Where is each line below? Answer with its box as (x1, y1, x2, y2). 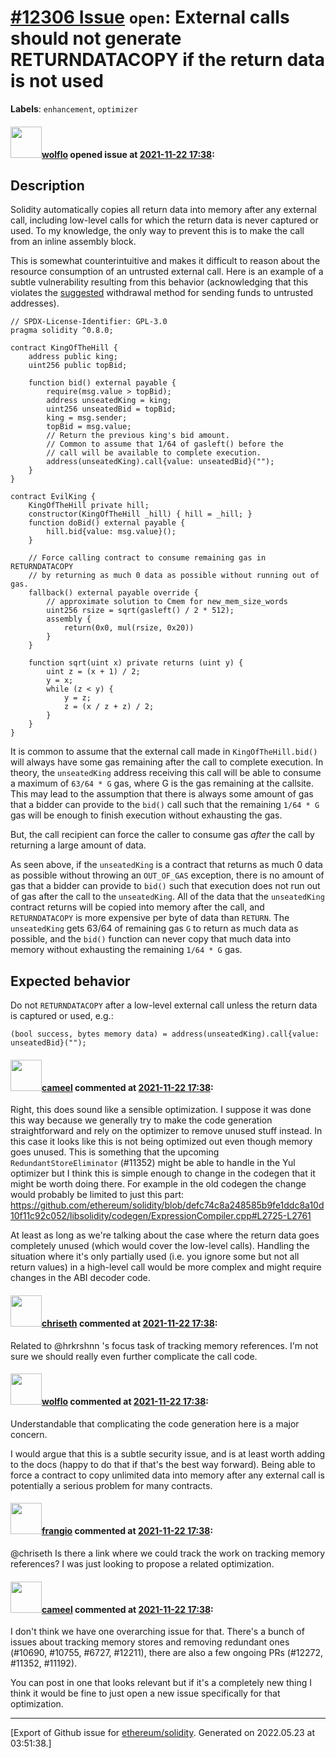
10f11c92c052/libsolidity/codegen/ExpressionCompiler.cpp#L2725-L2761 (10, 1210, 312, 1222)
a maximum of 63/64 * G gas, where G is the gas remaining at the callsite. (10, 777, 314, 790)
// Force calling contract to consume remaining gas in (28, 553, 267, 563)
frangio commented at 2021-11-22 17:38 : (41, 1525, 214, 1537)
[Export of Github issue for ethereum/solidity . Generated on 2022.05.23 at (10, 1727, 316, 1739)
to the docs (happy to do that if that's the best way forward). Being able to (10, 1458, 316, 1470)
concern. (10, 1428, 48, 1440)
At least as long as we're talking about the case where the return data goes (10, 1229, 320, 1241)
